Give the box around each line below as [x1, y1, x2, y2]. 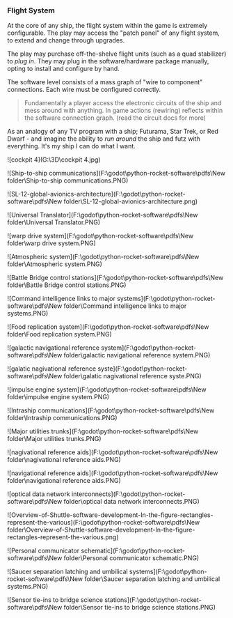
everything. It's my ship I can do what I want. [7, 142, 136, 150]
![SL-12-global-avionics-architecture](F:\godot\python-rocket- [7, 190, 186, 199]
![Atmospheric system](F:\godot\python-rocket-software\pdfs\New [7, 253, 200, 261]
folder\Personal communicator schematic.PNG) [63, 554, 200, 562]
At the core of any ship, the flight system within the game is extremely [7, 22, 208, 30]
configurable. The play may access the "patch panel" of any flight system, [7, 29, 220, 37]
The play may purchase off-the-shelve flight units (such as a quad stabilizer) [7, 49, 227, 58]
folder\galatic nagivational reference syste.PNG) [63, 372, 202, 380]
